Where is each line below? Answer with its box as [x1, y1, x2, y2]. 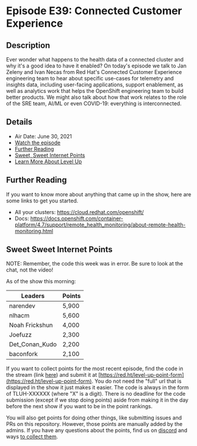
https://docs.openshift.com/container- [30, 215, 124, 222]
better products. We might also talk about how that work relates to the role [6, 93, 187, 101]
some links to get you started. [6, 197, 78, 204]
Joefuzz [9, 331, 32, 339]
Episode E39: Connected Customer [6, 4, 182, 18]
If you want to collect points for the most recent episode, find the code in [6, 365, 183, 372]
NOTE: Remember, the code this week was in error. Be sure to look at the [6, 260, 183, 267]
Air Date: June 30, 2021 [14, 132, 73, 140]
